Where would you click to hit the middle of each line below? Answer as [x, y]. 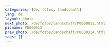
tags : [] [14, 37]
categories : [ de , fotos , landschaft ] [43, 10]
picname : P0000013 [24, 28]
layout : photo [19, 19]
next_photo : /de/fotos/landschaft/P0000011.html [55, 23]
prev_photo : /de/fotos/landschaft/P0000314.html [55, 32]
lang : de [14, 14]
